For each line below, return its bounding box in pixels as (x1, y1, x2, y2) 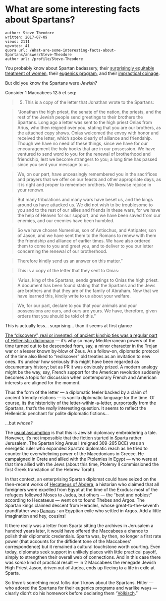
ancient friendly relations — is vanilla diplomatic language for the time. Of (5, 394, 155, 400)
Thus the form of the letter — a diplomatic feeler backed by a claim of (5, 389, 148, 395)
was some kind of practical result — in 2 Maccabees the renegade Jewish (5, 559, 156, 565)
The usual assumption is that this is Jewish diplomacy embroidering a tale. (5, 429, 157, 435)
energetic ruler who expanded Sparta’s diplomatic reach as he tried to (5, 445, 148, 451)
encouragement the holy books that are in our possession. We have (17, 145, 156, 152)
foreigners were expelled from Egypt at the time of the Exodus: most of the (5, 486, 158, 492)
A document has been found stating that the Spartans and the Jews (17, 282, 156, 288)
